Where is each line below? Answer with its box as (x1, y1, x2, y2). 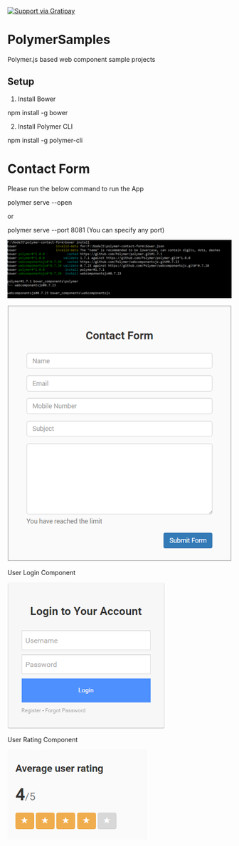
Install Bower (17, 95, 56, 103)
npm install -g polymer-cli (7, 136, 83, 144)
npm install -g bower (7, 108, 68, 117)
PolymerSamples (7, 32, 111, 48)
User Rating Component (7, 736, 78, 744)
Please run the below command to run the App (7, 184, 144, 193)
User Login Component (7, 569, 76, 577)
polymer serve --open (7, 198, 73, 206)
